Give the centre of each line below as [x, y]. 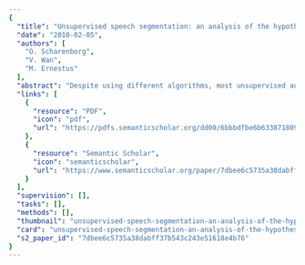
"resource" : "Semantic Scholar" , [96, 153]
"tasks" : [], [41, 204]
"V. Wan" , [44, 60]
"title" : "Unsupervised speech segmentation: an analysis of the [143, 26]
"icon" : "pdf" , [61, 119]
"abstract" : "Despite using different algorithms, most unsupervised [151, 86]
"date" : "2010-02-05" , [60, 35]
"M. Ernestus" [51, 69]
